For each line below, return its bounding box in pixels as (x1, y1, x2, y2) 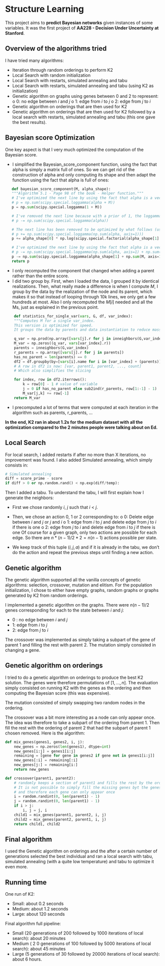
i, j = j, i (23, 808, 48, 813)
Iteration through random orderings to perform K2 (12, 67, 113, 73)
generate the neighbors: (5, 495, 54, 501)
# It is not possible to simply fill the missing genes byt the (14, 785, 148, 790)
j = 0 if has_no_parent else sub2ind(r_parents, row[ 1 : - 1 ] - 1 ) (23, 386, 157, 391)
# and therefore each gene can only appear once (14, 790, 115, 794)
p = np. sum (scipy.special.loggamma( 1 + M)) (11, 205, 102, 210)
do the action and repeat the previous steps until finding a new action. (12, 550, 154, 556)
